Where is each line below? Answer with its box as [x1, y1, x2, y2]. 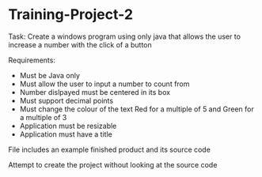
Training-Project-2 [8, 6, 133, 24]
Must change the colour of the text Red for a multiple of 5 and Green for [19, 104, 255, 114]
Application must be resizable [19, 121, 117, 130]
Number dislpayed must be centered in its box [19, 87, 171, 96]
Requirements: [8, 55, 55, 65]
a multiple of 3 [19, 112, 67, 122]
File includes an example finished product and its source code [8, 145, 211, 154]
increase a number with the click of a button [8, 40, 152, 49]
